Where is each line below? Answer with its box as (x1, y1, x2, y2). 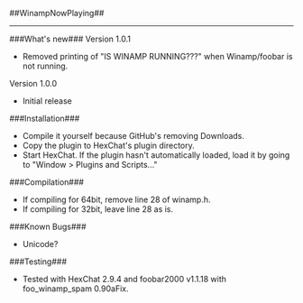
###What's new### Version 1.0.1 (9, 33, 131, 44)
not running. (22, 60, 69, 71)
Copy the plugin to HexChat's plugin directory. (22, 140, 196, 151)
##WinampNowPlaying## (9, 8, 105, 18)
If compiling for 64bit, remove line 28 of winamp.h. (22, 194, 211, 205)
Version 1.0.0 (9, 78, 58, 88)
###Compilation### (9, 177, 84, 188)
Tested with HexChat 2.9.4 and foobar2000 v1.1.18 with (22, 274, 227, 284)
